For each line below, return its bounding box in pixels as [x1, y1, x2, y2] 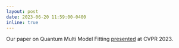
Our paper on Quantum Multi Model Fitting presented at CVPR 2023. [6, 36, 174, 43]
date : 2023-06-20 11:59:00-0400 [6, 14, 86, 20]
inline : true [6, 19, 39, 25]
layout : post [6, 8, 39, 15]
